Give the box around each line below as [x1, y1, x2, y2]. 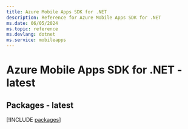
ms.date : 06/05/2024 [6, 20, 59, 26]
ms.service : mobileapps [6, 37, 67, 43]
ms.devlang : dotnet [6, 31, 56, 38]
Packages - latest [6, 100, 74, 110]
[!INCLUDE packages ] [6, 116, 61, 123]
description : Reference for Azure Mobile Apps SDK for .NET [6, 15, 162, 21]
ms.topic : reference [6, 25, 59, 32]
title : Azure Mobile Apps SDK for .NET [6, 8, 107, 15]
